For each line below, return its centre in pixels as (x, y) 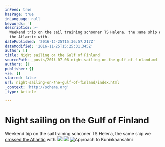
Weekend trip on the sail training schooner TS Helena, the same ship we (78, 134)
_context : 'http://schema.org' (37, 87)
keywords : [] (18, 23)
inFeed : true (18, 10)
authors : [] (17, 64)
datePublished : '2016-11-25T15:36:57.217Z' (50, 42)
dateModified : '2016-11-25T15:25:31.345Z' (49, 46)
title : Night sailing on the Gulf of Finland (52, 55)
